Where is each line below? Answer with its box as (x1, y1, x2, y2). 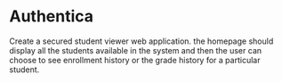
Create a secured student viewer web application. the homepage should (9, 36, 274, 46)
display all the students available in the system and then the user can (9, 45, 262, 55)
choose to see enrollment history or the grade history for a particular (9, 54, 261, 65)
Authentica (9, 6, 94, 27)
